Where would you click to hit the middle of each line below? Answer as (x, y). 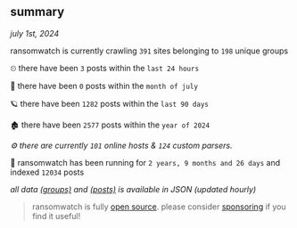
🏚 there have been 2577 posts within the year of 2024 (110, 125)
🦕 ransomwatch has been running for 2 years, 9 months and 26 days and (145, 162)
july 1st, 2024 (35, 33)
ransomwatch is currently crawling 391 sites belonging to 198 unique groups (149, 51)
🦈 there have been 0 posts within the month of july (104, 85)
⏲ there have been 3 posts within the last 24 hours (105, 68)
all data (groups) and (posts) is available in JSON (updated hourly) (133, 189)
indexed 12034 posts (47, 172)
